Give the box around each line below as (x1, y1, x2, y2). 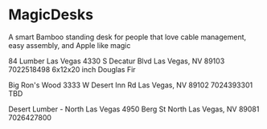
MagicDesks (8, 6, 94, 24)
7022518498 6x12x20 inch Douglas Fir (8, 64, 136, 74)
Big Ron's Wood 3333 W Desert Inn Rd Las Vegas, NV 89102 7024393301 (8, 80, 253, 90)
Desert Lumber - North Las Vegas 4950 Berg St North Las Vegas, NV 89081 (8, 104, 260, 114)
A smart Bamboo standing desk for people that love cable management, (8, 32, 247, 42)
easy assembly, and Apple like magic (8, 40, 131, 50)
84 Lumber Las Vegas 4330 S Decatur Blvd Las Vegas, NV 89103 (8, 56, 225, 66)
